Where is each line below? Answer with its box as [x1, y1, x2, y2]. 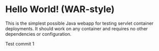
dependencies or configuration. [5, 31, 72, 37]
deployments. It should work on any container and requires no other [5, 25, 148, 31]
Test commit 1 [5, 40, 35, 46]
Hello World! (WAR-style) [5, 4, 115, 15]
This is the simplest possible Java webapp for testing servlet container [5, 20, 154, 26]
